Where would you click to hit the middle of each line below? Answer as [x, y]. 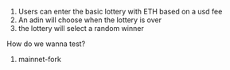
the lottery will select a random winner [81, 28]
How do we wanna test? [46, 44]
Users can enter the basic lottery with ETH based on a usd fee [120, 12]
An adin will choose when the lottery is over [90, 20]
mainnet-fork [40, 59]
